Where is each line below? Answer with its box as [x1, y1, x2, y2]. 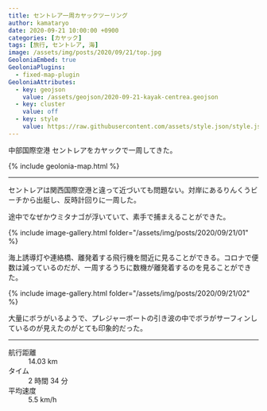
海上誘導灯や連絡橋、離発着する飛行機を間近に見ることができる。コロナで [8, 252, 252, 262]
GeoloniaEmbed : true [8, 56, 77, 64]
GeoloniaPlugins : [8, 64, 66, 72]
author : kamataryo [8, 19, 69, 27]
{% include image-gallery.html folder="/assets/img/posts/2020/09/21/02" [8, 288, 250, 298]
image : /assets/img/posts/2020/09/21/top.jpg [8, 48, 161, 56]
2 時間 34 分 [28, 375, 69, 386]
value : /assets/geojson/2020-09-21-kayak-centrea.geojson [22, 93, 219, 101]
